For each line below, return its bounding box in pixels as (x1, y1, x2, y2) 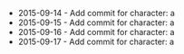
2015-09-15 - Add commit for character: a (17, 17, 175, 28)
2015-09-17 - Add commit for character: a (17, 36, 175, 47)
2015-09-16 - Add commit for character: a (17, 27, 175, 37)
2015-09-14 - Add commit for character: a (17, 8, 175, 18)
